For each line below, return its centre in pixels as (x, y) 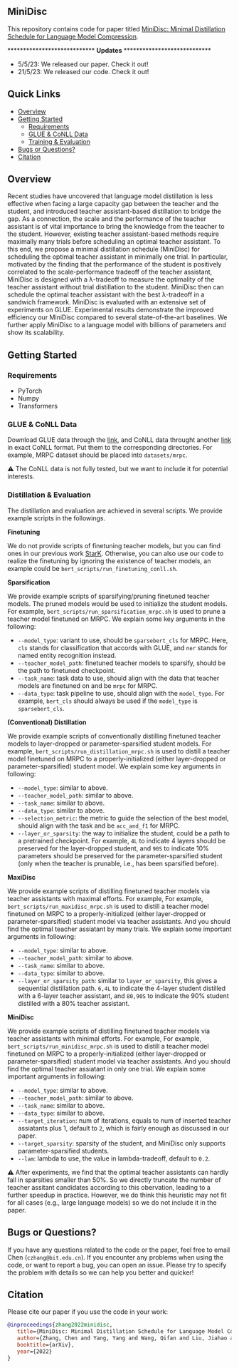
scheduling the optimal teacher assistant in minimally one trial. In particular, (118, 257)
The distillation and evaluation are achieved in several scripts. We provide (115, 510)
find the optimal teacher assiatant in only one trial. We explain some (107, 1069)
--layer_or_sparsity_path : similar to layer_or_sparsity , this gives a (117, 980)
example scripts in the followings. (56, 518)
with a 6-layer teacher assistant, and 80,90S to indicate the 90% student (123, 996)
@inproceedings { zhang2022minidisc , (60, 1325)
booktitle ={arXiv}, (46, 1344)
